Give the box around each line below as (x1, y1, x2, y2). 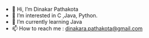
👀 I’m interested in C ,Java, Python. (11, 12, 98, 19)
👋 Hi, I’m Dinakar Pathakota (11, 6, 79, 12)
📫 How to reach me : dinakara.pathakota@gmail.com (11, 25, 143, 32)
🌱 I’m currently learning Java (11, 18, 83, 25)
